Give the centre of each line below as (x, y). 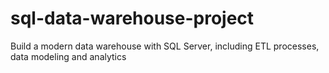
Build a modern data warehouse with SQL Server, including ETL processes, (165, 46)
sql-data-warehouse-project (132, 18)
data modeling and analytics (68, 56)
